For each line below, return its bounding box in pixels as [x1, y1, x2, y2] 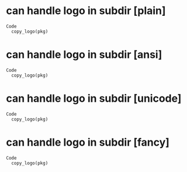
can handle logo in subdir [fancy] [6, 136, 169, 149]
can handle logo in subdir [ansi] [6, 48, 162, 61]
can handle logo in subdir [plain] [6, 4, 166, 18]
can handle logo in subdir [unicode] [6, 92, 182, 105]
